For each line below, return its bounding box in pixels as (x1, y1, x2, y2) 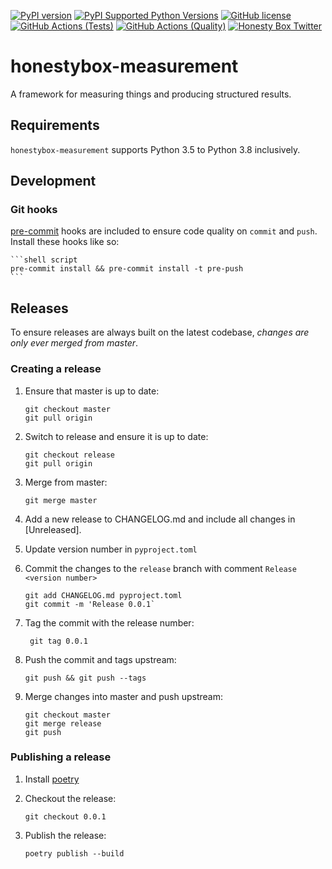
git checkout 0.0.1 (24, 811, 107, 822)
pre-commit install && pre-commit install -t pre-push (10, 264, 244, 274)
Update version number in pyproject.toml (24, 543, 198, 555)
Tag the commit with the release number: (24, 616, 195, 629)
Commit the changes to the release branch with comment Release (24, 562, 297, 574)
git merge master (24, 495, 98, 505)
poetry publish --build (24, 848, 125, 859)
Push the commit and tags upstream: (24, 653, 177, 665)
